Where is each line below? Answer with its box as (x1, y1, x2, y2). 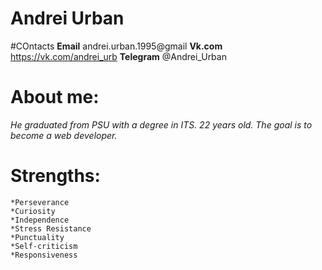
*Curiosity (10, 206, 56, 216)
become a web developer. (10, 129, 118, 141)
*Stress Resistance (10, 223, 92, 234)
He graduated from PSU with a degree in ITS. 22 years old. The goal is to (10, 118, 313, 131)
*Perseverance (10, 197, 70, 207)
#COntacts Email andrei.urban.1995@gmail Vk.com (10, 40, 223, 52)
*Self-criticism (10, 241, 78, 251)
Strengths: (10, 165, 101, 187)
